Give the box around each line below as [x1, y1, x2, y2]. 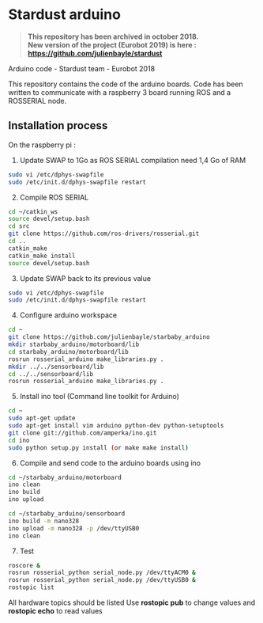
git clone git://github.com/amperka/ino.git [8, 429, 157, 437]
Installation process [8, 119, 108, 132]
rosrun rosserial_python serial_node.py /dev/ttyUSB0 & [8, 576, 196, 584]
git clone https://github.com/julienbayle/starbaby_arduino [8, 333, 211, 341]
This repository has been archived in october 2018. [27, 32, 199, 41]
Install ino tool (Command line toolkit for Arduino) [19, 392, 180, 401]
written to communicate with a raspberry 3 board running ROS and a [8, 87, 231, 97]
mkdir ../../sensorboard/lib [8, 363, 104, 370]
